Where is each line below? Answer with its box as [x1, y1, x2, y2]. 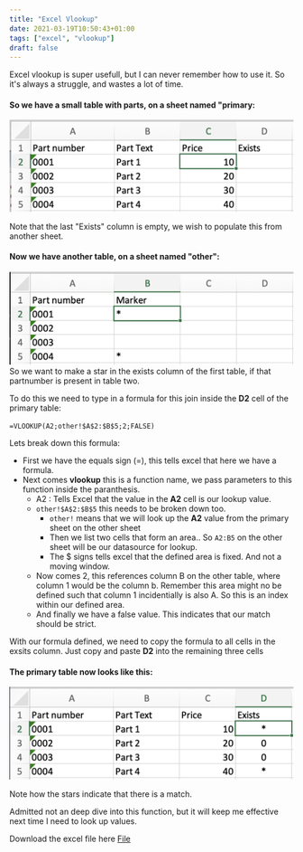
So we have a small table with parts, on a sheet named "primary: [9, 99, 255, 110]
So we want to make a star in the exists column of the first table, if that [9, 365, 271, 376]
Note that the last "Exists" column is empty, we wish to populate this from [9, 221, 282, 232]
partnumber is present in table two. [9, 375, 140, 386]
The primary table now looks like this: [9, 666, 153, 677]
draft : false [9, 43, 59, 52]
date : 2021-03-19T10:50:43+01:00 [9, 24, 135, 33]
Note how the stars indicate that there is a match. [9, 788, 192, 800]
